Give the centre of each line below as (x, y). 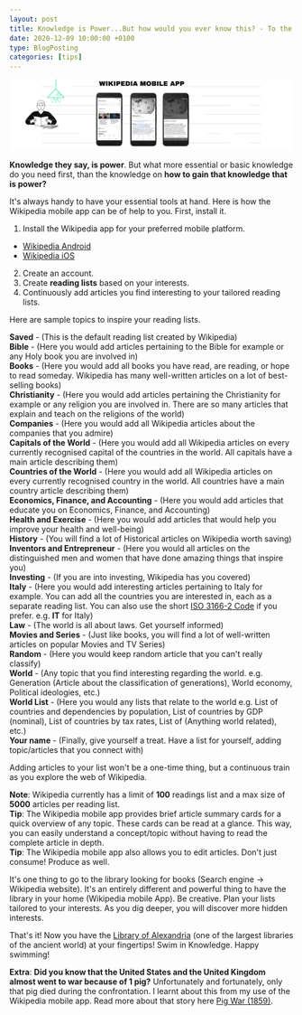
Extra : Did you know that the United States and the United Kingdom (137, 973)
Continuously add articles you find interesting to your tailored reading (151, 293)
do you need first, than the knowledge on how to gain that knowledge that (149, 174)
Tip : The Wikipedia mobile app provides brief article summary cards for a (146, 814)
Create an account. (58, 273)
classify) (25, 663)
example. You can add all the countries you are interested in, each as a (141, 597)
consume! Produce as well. (59, 862)
